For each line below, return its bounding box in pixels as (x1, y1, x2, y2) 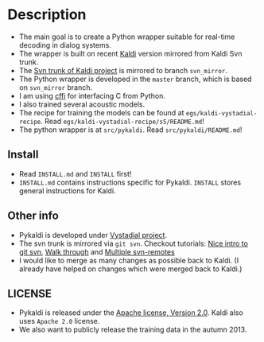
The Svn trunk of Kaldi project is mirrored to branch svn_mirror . (18, 65, 228, 75)
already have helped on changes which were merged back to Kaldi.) (18, 264, 243, 274)
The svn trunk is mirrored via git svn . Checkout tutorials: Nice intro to (18, 239, 248, 248)
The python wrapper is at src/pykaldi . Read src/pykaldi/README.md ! (18, 125, 243, 134)
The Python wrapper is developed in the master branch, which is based (18, 74, 252, 84)
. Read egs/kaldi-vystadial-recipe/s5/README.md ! (40, 116, 204, 126)
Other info (7, 209, 59, 223)
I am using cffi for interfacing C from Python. (18, 91, 166, 100)
